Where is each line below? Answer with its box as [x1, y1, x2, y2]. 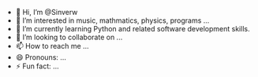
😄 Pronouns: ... [15, 53, 67, 62]
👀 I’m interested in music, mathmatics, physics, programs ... [15, 16, 210, 25]
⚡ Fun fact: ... [15, 61, 59, 71]
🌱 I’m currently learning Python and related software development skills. [15, 24, 250, 33]
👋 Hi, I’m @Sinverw [15, 8, 78, 16]
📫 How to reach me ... [15, 42, 89, 50]
